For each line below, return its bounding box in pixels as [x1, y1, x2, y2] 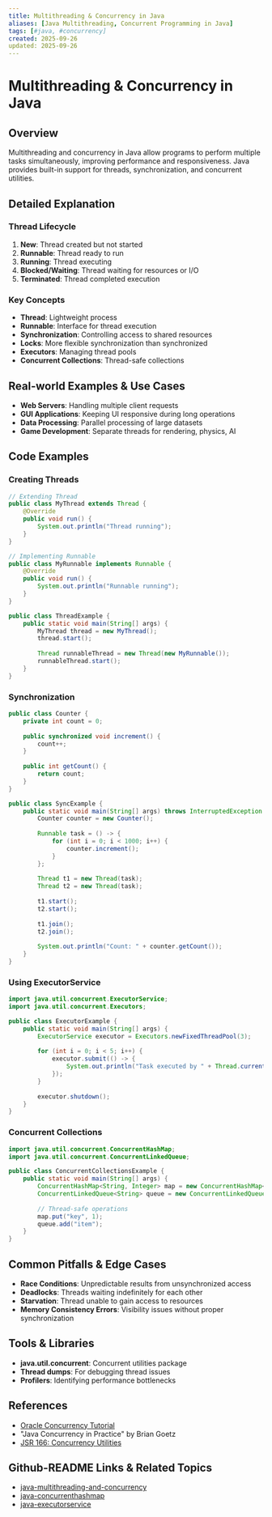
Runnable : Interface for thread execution [19, 321, 157, 331]
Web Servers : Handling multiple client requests [19, 400, 179, 410]
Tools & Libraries [8, 1336, 95, 1350]
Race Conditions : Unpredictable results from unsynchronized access [19, 1278, 252, 1288]
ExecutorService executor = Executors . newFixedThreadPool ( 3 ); [37, 1032, 252, 1040]
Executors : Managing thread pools [19, 347, 137, 357]
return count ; [37, 770, 85, 778]
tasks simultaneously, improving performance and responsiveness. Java [8, 156, 249, 166]
